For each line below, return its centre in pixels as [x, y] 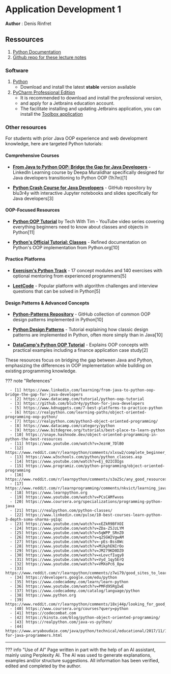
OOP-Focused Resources [33, 210]
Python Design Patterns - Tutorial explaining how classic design [80, 329]
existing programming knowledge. [41, 371]
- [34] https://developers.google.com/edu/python [63, 578]
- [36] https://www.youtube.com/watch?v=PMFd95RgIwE [67, 587]
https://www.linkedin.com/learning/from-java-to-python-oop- [90, 390]
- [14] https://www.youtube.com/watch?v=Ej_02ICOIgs [67, 462]
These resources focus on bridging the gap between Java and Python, [79, 360]
